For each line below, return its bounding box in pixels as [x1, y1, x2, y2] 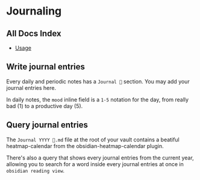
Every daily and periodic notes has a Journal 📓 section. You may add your [6, 77, 190, 85]
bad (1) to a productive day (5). [6, 102, 83, 109]
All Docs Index [6, 28, 61, 39]
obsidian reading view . [6, 167, 65, 174]
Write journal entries [6, 62, 86, 72]
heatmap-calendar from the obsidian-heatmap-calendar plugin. [6, 142, 164, 149]
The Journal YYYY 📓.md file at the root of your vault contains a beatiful [6, 136, 180, 143]
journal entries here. [6, 84, 56, 91]
